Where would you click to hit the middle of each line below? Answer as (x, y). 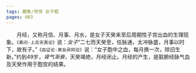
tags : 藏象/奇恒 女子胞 (32, 11)
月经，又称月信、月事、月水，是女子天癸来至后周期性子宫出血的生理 (100, 34)
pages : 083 (20, 17)
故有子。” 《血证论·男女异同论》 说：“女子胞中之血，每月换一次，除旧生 (98, 49)
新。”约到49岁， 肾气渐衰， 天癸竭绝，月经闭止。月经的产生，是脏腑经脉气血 (98, 57)
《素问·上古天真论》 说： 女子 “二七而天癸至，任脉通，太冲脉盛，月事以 (98, 42)
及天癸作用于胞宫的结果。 (38, 64)
